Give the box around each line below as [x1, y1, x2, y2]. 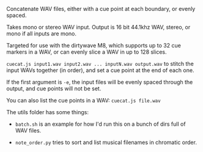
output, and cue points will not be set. [6, 85, 102, 92]
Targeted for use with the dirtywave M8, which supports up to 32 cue [6, 42, 182, 49]
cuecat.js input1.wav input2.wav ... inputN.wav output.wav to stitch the [6, 60, 194, 67]
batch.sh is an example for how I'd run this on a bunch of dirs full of [15, 120, 186, 128]
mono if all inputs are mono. [6, 30, 76, 37]
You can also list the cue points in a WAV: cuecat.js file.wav [6, 97, 161, 104]
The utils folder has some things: [6, 109, 89, 115]
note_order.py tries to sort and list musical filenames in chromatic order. [15, 139, 197, 146]
